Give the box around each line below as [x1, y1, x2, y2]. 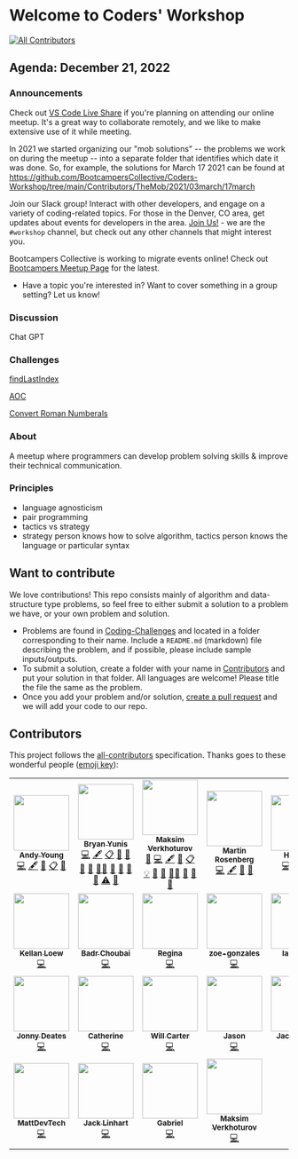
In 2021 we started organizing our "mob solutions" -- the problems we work [9, 143, 286, 154]
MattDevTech [17, 1118, 67, 1128]
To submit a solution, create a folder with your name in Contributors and [21, 663, 286, 674]
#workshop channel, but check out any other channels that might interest [9, 226, 272, 237]
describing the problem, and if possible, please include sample [21, 644, 252, 655]
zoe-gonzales [208, 949, 260, 958]
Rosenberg [214, 855, 255, 865]
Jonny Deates [16, 1031, 67, 1041]
